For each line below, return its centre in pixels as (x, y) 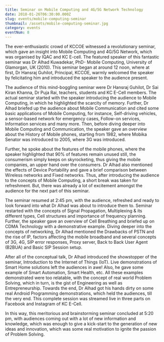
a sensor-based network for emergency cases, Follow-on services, (73, 119)
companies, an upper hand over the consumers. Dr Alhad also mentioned (79, 165)
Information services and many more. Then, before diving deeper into (75, 124)
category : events (23, 28)
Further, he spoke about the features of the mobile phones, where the (75, 149)
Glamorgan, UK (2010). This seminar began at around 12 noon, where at (77, 67)
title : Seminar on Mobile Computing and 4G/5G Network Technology (74, 10)
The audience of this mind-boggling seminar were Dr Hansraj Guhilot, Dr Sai (82, 87)
